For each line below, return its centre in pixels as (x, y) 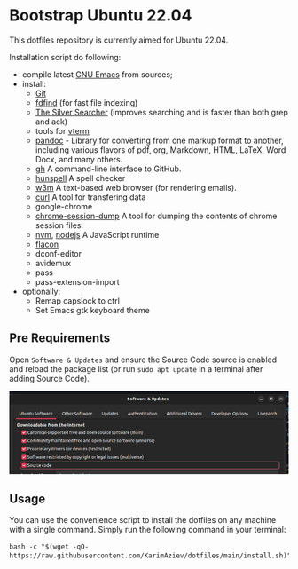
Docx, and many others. (79, 159)
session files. (59, 225)
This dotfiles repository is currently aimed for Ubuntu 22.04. (119, 40)
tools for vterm (63, 130)
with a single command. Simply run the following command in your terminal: (148, 530)
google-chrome (64, 206)
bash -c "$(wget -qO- (49, 547)
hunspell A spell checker (80, 178)
